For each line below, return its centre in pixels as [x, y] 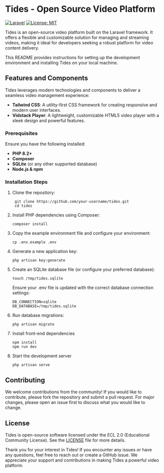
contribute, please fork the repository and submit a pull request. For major [80, 397]
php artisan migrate [33, 324]
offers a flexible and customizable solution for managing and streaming [77, 37]
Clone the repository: [34, 192]
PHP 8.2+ [22, 154]
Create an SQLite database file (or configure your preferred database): [83, 270]
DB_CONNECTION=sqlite [34, 302]
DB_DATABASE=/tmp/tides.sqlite [44, 306]
